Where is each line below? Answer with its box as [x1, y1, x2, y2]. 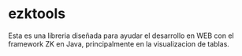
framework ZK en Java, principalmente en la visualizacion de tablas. [8, 39, 230, 48]
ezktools [8, 5, 65, 23]
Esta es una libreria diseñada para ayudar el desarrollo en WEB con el [8, 31, 234, 40]
